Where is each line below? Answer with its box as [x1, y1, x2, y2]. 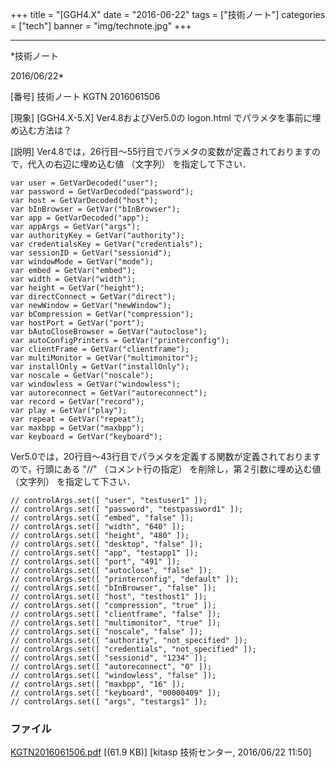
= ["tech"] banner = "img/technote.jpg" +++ [10, 20, 192, 32]
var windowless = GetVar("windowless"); [10, 379, 182, 389]
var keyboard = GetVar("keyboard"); [10, 432, 163, 442]
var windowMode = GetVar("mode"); [10, 257, 155, 267]
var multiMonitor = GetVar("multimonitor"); [10, 353, 199, 363]
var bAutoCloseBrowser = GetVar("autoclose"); [10, 327, 208, 337]
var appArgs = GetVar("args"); [10, 222, 141, 232]
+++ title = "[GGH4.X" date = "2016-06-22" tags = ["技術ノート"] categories [10, 9, 326, 20]
